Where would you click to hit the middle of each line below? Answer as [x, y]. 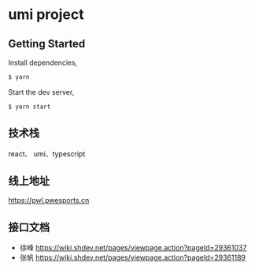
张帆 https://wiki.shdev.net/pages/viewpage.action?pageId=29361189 [133, 257]
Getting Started [47, 44]
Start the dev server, [41, 92]
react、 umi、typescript [47, 154]
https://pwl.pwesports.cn [49, 201]
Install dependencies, [43, 62]
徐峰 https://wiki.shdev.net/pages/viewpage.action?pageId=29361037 [133, 248]
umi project [46, 15]
